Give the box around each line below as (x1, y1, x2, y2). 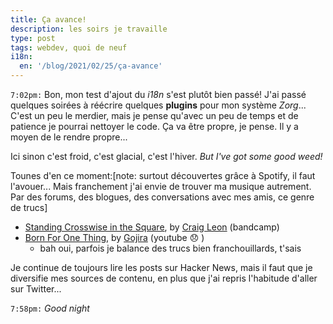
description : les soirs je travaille (10, 24, 168, 34)
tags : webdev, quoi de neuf (10, 42, 128, 53)
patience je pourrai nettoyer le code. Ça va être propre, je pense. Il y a (10, 121, 299, 132)
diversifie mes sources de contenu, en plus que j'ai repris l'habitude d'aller (10, 272, 318, 284)
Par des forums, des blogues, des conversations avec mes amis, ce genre (10, 191, 315, 203)
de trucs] (10, 202, 48, 213)
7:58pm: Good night (10, 302, 90, 314)
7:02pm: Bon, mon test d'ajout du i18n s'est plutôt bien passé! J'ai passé (10, 89, 307, 100)
